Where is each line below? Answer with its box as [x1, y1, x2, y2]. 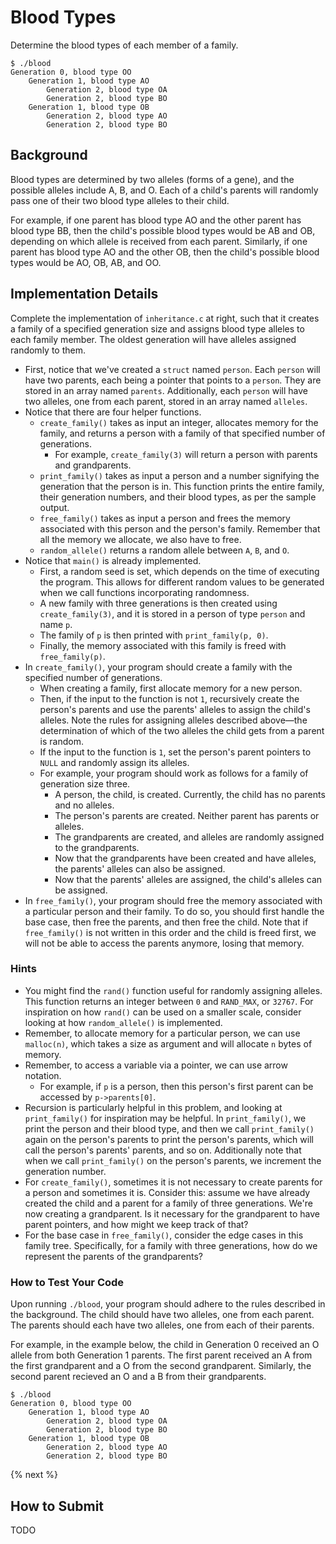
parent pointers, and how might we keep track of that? [24, 1218, 249, 1230]
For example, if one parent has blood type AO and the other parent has [10, 214, 302, 226]
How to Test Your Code [10, 1275, 125, 1289]
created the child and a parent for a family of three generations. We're [24, 1197, 313, 1209]
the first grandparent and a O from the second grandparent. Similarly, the [10, 1360, 312, 1372]
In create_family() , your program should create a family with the [24, 661, 293, 673]
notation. [24, 1069, 62, 1081]
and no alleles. [54, 799, 115, 811]
